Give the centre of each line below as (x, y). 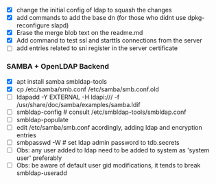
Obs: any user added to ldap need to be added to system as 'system (113, 150)
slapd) (60, 25)
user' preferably (39, 158)
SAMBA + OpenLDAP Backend (58, 67)
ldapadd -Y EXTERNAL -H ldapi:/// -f (68, 97)
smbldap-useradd (41, 173)
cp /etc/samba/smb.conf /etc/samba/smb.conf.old (87, 89)
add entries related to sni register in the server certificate (97, 48)
